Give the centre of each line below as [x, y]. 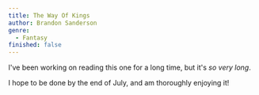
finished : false [35, 45]
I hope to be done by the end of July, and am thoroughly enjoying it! [119, 83]
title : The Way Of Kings [49, 15]
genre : [19, 30]
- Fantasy [31, 38]
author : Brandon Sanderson [53, 23]
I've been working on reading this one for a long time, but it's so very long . [129, 67]
